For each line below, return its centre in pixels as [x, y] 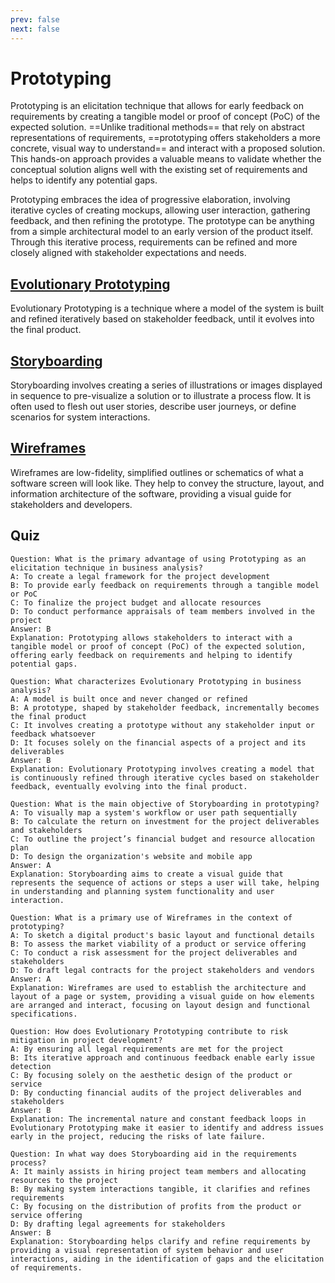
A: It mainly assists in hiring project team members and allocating [158, 1171]
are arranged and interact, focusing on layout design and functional [160, 1005]
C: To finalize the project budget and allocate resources [136, 602]
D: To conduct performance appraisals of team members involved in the [162, 611]
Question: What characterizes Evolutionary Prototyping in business [156, 681]
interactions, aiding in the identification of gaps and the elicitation [167, 1259]
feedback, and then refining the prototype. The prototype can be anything [162, 221]
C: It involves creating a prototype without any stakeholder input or [162, 725]
